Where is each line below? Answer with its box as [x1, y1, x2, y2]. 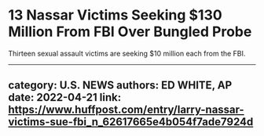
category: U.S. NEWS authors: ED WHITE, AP [8, 79, 233, 92]
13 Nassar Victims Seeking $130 [8, 6, 222, 24]
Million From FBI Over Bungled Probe [8, 23, 252, 41]
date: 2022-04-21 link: [8, 91, 122, 104]
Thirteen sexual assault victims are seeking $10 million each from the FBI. [8, 48, 246, 58]
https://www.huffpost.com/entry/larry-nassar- [8, 103, 245, 116]
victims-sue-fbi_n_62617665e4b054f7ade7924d [8, 116, 254, 129]
